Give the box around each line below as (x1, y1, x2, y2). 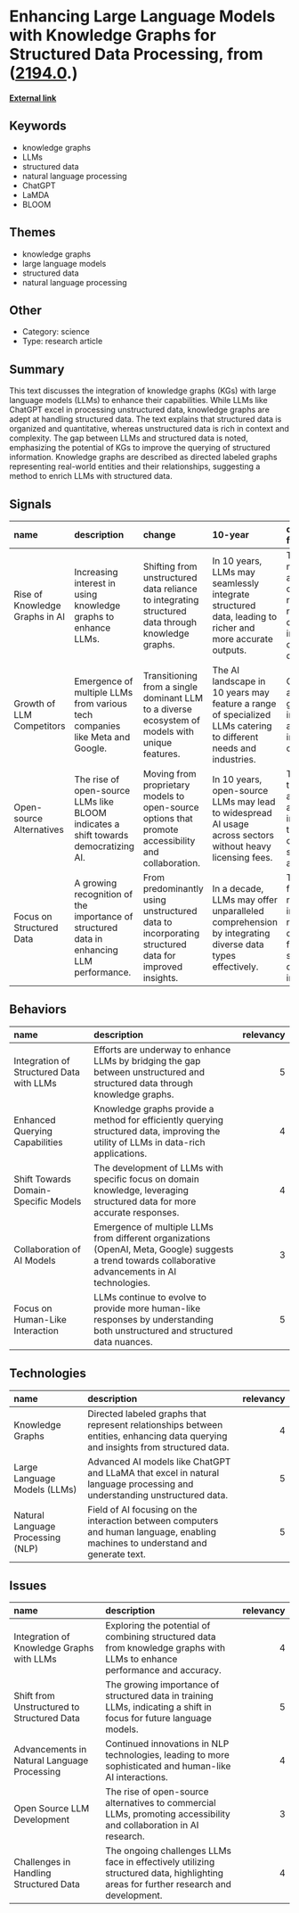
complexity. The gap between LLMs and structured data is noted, (9, 433, 249, 443)
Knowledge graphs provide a (93, 1102, 214, 1115)
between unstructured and (93, 1066, 205, 1078)
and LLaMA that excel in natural (87, 1466, 220, 1479)
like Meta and (74, 731, 131, 743)
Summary (9, 361, 65, 376)
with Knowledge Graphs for (9, 25, 216, 45)
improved (142, 961, 183, 973)
